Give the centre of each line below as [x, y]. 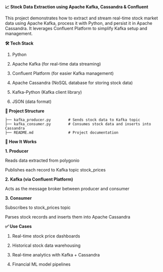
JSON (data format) [32, 102]
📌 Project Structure [25, 111]
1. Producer [17, 151]
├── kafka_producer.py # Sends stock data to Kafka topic [72, 120]
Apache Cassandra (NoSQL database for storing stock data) [72, 83]
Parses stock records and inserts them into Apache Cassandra [68, 217]
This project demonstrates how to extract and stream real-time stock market [81, 18]
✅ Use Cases [18, 226]
